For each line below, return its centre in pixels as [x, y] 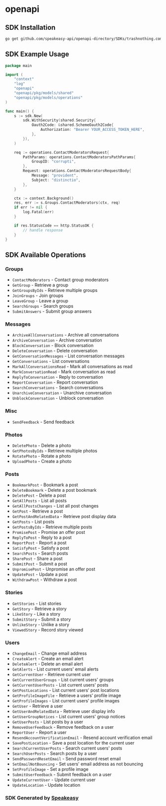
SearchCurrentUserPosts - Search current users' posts [67, 748]
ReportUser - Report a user [39, 732]
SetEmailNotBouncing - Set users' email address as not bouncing [78, 764]
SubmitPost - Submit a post [40, 564]
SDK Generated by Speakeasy [42, 798]
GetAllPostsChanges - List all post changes [55, 506]
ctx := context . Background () [44, 198]
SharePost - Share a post [37, 559]
